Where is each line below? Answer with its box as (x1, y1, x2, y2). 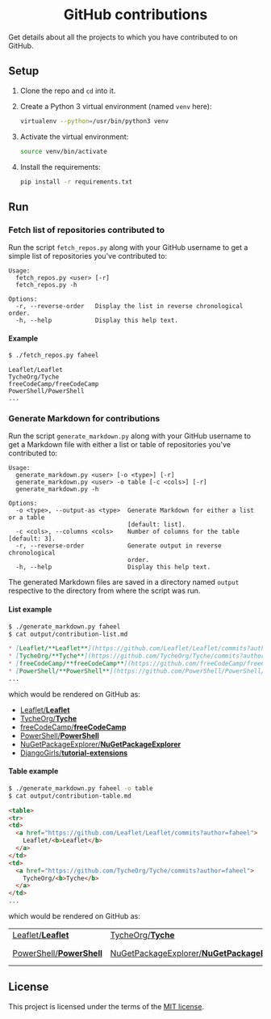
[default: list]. (127, 521, 186, 529)
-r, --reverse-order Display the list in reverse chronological (15, 302, 244, 311)
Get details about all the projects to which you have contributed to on (8, 32, 238, 42)
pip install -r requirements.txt (19, 177, 133, 186)
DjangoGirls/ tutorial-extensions (19, 747, 128, 758)
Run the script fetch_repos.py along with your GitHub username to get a (8, 243, 248, 252)
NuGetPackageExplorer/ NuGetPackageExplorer (19, 739, 181, 749)
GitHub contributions (63, 6, 208, 24)
